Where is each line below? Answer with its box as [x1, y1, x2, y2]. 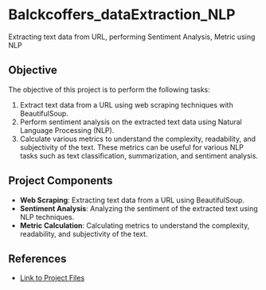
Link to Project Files [19, 273, 85, 283]
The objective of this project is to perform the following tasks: [8, 84, 211, 94]
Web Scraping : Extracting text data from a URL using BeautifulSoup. [19, 195, 245, 205]
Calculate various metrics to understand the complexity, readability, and [19, 134, 256, 143]
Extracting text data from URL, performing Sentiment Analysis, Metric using [8, 32, 256, 41]
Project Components [8, 174, 113, 188]
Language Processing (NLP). [19, 125, 115, 135]
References [8, 252, 67, 265]
